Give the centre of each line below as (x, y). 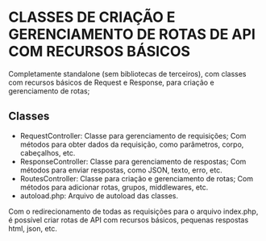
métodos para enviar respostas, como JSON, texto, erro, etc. (121, 170)
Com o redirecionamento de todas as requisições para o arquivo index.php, (133, 211)
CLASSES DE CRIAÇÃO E (92, 17)
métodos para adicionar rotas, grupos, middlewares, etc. (114, 187)
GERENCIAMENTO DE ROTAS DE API (132, 34)
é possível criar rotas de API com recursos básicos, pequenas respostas (129, 220)
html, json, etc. (33, 228)
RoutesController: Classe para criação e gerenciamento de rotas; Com (137, 178)
